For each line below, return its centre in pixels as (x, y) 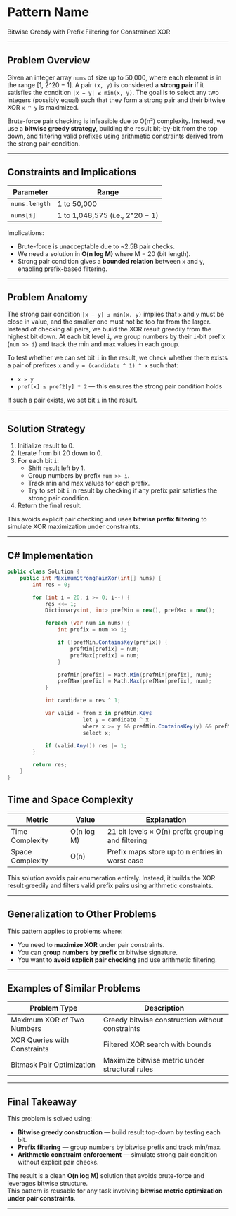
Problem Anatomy (47, 297)
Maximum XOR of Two (47, 1020)
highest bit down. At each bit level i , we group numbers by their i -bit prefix (116, 337)
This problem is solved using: (50, 1119)
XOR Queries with (40, 1040)
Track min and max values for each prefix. (89, 483)
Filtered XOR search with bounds (157, 1044)
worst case (125, 861)
